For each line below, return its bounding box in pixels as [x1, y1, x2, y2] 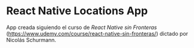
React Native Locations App [6, 4, 148, 18]
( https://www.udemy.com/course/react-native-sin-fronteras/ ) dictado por [6, 30, 189, 37]
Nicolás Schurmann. [6, 36, 56, 43]
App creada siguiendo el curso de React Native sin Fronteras [6, 24, 157, 31]
